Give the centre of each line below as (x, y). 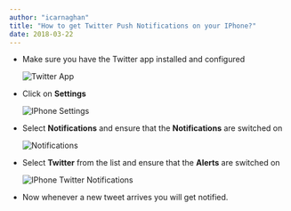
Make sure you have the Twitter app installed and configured (133, 60)
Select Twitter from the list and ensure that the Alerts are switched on (151, 163)
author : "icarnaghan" (49, 17)
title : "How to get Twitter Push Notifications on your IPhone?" (133, 26)
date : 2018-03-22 (41, 34)
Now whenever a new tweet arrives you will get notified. (125, 198)
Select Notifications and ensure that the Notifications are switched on (152, 128)
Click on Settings (54, 93)
